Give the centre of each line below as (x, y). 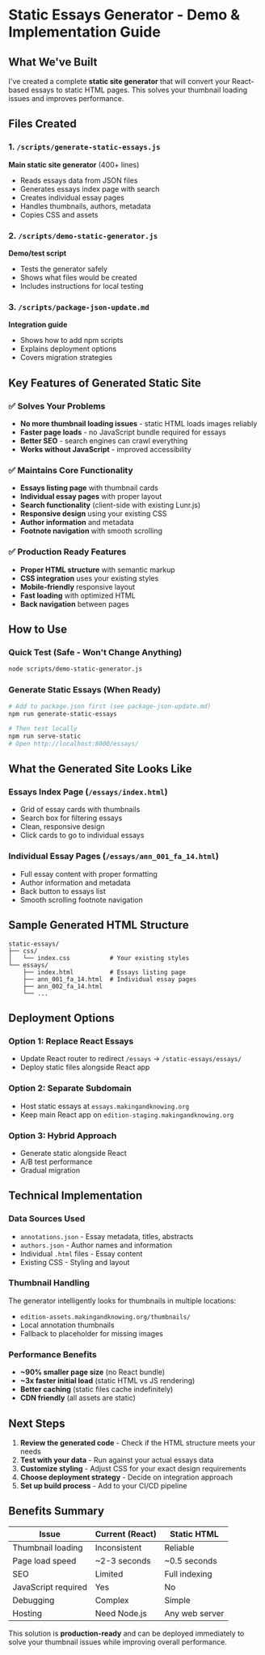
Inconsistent (118, 1547)
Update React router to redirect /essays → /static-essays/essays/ (131, 1059)
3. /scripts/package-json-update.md (79, 307)
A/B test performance (56, 1162)
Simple (178, 1600)
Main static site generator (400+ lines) (74, 164)
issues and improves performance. (66, 98)
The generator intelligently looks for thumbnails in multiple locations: (122, 1301)
